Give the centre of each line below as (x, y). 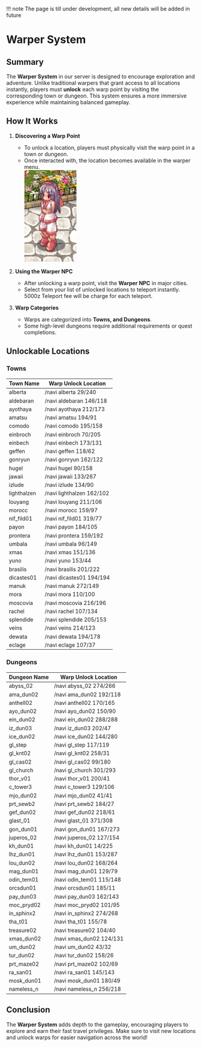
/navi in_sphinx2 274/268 (86, 913)
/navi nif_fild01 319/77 (73, 518)
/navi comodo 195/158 (74, 426)
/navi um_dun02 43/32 (83, 947)
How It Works (32, 121)
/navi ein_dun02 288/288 (86, 719)
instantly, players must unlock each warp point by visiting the (83, 89)
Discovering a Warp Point (47, 136)
